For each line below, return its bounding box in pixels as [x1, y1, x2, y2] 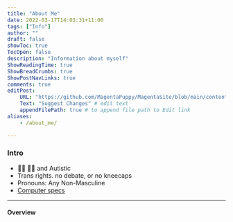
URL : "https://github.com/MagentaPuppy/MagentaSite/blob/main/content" [19, 94, 231, 101]
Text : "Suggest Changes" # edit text [19, 100, 129, 107]
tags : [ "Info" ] [7, 23, 51, 30]
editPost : [7, 87, 36, 94]
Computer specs [17, 186, 65, 194]
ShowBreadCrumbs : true [7, 68, 73, 75]
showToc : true [7, 42, 49, 49]
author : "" [7, 29, 39, 37]
